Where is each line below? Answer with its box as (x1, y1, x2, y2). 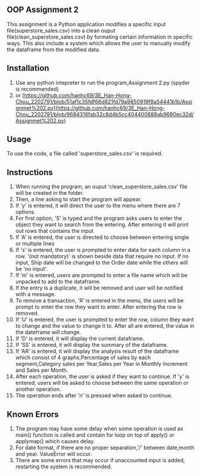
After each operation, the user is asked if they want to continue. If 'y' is (15, 373, 190, 380)
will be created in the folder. (15, 189, 84, 197)
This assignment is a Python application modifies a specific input (7, 20, 166, 27)
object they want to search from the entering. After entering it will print (15, 221, 189, 228)
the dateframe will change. (15, 329, 82, 336)
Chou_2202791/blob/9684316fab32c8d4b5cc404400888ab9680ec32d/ (15, 110, 194, 118)
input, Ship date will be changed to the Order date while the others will (15, 259, 188, 266)
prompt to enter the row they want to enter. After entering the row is (15, 303, 182, 310)
